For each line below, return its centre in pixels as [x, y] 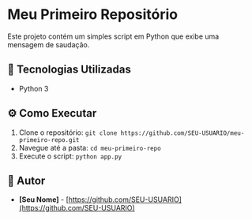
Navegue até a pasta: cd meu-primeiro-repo [90, 147]
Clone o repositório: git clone [68, 132]
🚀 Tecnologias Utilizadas [69, 70]
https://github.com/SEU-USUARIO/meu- [182, 133]
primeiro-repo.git [49, 140]
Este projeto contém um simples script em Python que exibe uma [113, 36]
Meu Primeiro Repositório [93, 15]
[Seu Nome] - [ [43, 199]
